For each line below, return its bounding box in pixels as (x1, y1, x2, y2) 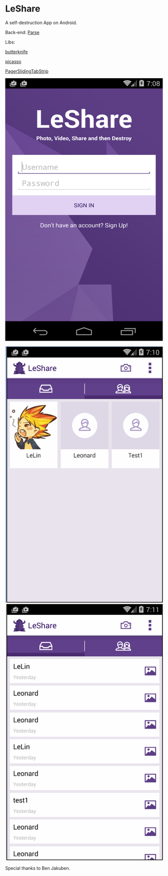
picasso (5, 58, 21, 64)
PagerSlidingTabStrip (5, 68, 49, 74)
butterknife (5, 49, 28, 55)
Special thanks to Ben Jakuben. (5, 865, 70, 871)
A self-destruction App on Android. (5, 20, 77, 26)
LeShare (5, 3, 40, 15)
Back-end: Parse (5, 29, 40, 35)
